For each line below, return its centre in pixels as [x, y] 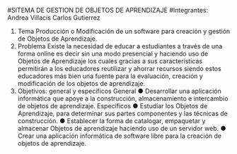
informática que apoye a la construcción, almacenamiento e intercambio [123, 98]
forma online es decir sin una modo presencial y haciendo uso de [113, 53]
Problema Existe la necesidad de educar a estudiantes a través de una [120, 46]
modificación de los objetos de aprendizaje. [81, 83]
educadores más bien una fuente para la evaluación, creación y [110, 76]
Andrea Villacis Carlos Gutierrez [54, 18]
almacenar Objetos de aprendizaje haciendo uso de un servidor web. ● [122, 128]
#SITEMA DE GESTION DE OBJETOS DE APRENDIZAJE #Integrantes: [108, 10]
